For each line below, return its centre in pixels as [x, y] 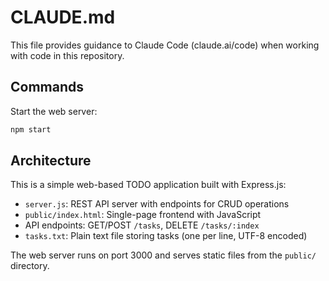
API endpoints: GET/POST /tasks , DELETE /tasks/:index [142, 225]
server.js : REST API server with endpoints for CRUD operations [157, 204]
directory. [30, 266]
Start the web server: [54, 111]
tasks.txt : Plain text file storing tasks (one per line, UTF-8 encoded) [166, 236]
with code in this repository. [67, 55]
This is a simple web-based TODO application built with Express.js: [148, 185]
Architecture [51, 161]
